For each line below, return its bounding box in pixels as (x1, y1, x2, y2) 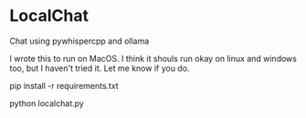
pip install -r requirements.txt (9, 80, 119, 91)
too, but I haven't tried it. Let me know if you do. (9, 63, 190, 74)
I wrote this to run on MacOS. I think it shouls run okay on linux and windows (9, 53, 297, 64)
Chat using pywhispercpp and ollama (9, 35, 150, 46)
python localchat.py (9, 97, 84, 109)
